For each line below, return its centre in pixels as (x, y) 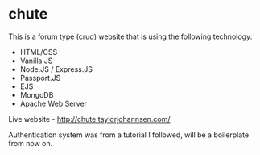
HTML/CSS (39, 52)
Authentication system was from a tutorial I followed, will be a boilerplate (129, 135)
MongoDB (37, 94)
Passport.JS (40, 77)
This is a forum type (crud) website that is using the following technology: (130, 36)
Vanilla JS (36, 61)
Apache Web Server (53, 103)
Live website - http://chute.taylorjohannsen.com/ (89, 119)
